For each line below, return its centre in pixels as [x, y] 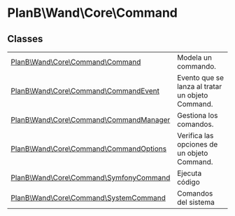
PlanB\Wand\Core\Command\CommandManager [91, 120]
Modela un [194, 58]
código [189, 182]
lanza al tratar [200, 87]
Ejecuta [190, 173]
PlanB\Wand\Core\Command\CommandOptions [88, 149]
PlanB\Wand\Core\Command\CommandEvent [85, 91]
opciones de [198, 144]
